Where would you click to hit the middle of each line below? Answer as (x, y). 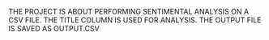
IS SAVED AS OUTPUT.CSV (54, 28)
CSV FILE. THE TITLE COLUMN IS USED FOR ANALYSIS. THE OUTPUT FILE (135, 20)
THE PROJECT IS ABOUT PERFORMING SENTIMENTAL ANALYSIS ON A (129, 12)
